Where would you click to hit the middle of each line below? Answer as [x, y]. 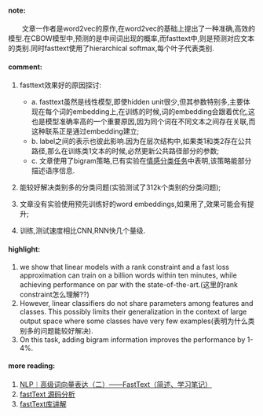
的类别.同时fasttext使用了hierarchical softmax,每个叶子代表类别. [111, 48]
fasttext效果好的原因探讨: [60, 85]
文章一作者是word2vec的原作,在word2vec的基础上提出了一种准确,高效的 [139, 29]
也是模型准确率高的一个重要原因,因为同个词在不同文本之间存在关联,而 [143, 122]
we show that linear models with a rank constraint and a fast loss [124, 267]
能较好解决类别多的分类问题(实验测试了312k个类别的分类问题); [120, 187]
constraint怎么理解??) [55, 294]
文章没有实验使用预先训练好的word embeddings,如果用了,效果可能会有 [133, 204]
